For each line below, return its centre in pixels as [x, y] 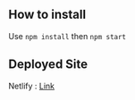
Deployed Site [48, 65]
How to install [47, 15]
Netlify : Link [32, 86]
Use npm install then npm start [67, 36]
